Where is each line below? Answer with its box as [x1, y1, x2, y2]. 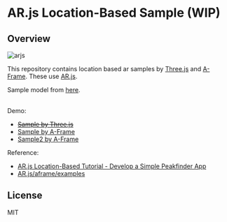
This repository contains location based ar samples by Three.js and [7, 65, 202, 73]
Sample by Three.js [17, 120, 74, 128]
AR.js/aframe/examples [17, 170, 85, 177]
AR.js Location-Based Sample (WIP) [7, 5, 221, 21]
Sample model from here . [7, 86, 81, 94]
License [7, 190, 43, 202]
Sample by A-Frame [17, 128, 76, 135]
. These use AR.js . [25, 72, 78, 80]
